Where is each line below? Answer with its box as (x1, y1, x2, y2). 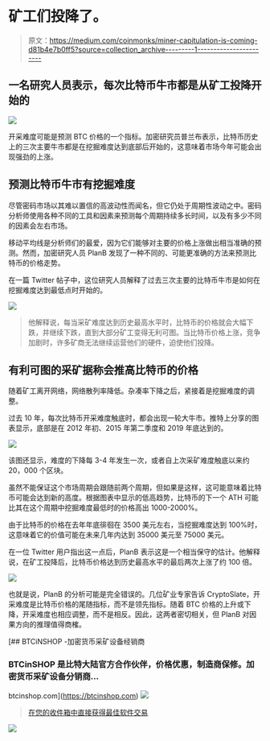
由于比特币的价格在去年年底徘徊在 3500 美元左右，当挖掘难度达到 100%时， (8, 520, 262, 530)
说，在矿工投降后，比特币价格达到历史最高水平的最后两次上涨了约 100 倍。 (8, 557, 257, 567)
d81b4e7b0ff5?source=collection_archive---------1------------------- (27, 44, 260, 54)
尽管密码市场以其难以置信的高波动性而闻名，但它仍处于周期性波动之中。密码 (8, 201, 262, 210)
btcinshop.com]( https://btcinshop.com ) (8, 690, 139, 701)
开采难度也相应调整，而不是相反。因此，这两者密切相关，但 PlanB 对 (22, 610, 250, 619)
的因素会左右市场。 (8, 221, 72, 230)
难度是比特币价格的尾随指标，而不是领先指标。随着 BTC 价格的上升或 (14, 599, 245, 609)
